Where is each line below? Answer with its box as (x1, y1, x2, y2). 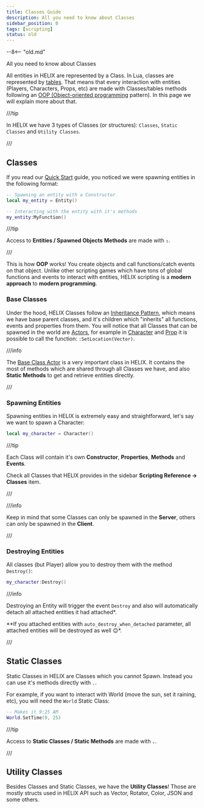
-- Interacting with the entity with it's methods (6, 208, 138, 214)
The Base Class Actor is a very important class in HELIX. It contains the (6, 358, 185, 366)
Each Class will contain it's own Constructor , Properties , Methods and (6, 453, 186, 461)
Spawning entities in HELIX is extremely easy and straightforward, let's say (6, 413, 194, 420)
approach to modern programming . (6, 280, 97, 287)
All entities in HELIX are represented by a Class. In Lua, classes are (6, 72, 174, 79)
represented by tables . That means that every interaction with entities (6, 79, 181, 86)
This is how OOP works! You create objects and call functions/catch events (6, 260, 195, 268)
